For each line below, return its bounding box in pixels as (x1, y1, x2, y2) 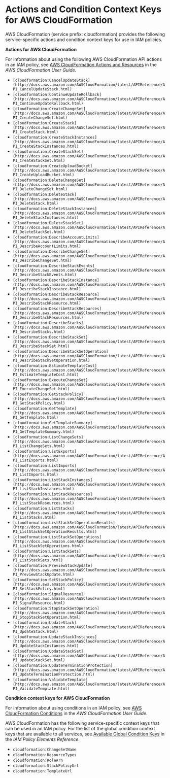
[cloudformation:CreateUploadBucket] (12, 163, 93, 168)
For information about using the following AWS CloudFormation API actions (5, 56, 162, 62)
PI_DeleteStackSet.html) (12, 229, 65, 234)
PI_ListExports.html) (12, 458, 58, 463)
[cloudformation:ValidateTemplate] (12, 677, 88, 682)
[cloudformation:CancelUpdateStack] (12, 78, 90, 83)
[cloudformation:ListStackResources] (12, 491, 93, 497)
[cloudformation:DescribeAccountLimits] (12, 234, 99, 240)
